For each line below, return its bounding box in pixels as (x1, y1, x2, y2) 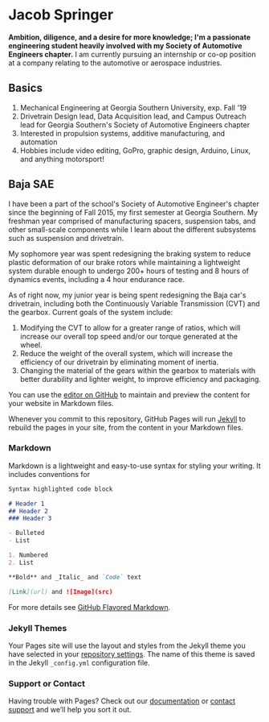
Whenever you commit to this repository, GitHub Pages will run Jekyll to (8, 413, 247, 424)
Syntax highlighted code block (8, 485, 113, 493)
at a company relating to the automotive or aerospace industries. (8, 58, 222, 68)
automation (19, 137, 58, 147)
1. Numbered (8, 551, 48, 559)
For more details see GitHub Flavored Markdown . (8, 602, 171, 612)
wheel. (19, 340, 43, 350)
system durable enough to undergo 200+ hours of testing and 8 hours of (8, 266, 250, 276)
